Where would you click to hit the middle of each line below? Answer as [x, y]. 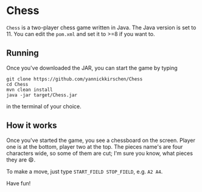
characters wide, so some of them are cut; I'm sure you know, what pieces [100, 153]
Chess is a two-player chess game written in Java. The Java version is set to [101, 27]
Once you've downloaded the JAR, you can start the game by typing [92, 68]
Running [23, 53]
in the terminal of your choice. [44, 106]
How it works [32, 126]
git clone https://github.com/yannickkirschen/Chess [75, 79]
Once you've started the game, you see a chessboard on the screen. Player [101, 140]
